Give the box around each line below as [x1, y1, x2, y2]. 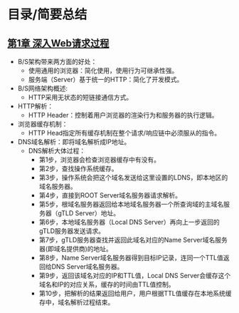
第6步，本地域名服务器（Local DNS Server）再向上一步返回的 [38, 218, 220, 226]
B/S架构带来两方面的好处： [17, 58, 97, 66]
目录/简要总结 [7, 6, 87, 23]
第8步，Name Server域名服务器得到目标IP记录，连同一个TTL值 [38, 254, 224, 262]
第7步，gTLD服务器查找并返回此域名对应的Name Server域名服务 [38, 236, 228, 244]
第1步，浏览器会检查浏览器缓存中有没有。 [38, 155, 161, 164]
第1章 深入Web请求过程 [7, 37, 110, 49]
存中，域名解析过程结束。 [38, 298, 115, 307]
